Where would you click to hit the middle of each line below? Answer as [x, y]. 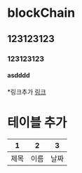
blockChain [41, 13]
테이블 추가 [37, 122]
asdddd [19, 76]
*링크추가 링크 [27, 92]
